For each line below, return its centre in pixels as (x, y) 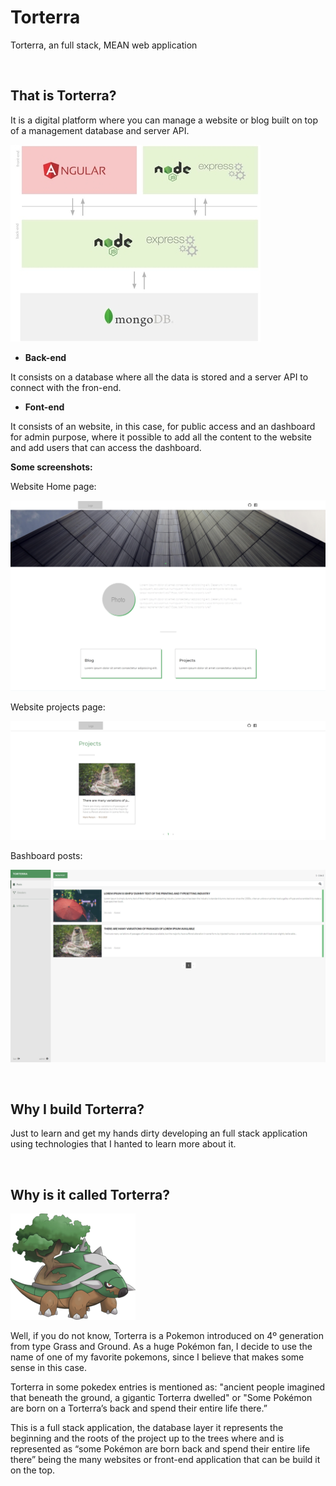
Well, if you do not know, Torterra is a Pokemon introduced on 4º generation (167, 1336)
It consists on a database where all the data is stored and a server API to (159, 377)
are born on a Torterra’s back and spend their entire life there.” (139, 1408)
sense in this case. (49, 1368)
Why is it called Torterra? (90, 1194)
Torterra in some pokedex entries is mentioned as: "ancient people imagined (168, 1387)
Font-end (44, 407)
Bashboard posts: (46, 856)
